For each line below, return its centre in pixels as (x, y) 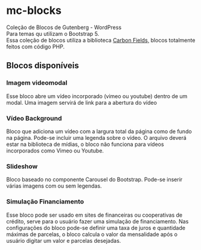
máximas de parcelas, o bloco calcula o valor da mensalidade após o (92, 234)
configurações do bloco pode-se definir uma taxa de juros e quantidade (96, 228)
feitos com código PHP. (36, 47)
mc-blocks (34, 11)
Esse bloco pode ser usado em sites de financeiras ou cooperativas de (94, 215)
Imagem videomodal (37, 83)
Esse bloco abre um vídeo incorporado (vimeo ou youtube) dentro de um (97, 96)
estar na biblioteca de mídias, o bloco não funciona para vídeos (85, 144)
